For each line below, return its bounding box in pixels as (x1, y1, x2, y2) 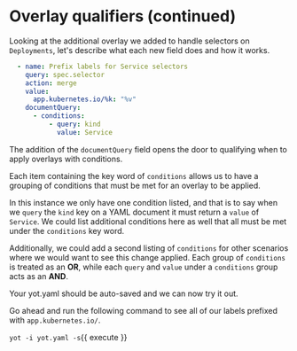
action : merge (25, 78, 77, 88)
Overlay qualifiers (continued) (9, 6, 237, 27)
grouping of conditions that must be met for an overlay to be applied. (9, 180, 262, 191)
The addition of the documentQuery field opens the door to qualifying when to (9, 144, 288, 154)
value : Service (56, 128, 113, 136)
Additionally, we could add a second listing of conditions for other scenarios (9, 242, 289, 253)
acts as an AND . (9, 270, 69, 281)
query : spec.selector (25, 70, 105, 79)
